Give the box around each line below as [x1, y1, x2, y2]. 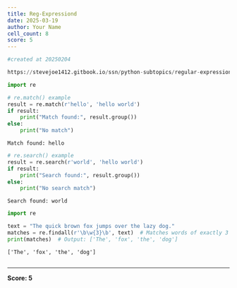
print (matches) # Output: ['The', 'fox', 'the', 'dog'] [7, 236, 178, 243]
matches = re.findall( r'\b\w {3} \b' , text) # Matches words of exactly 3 [7, 229, 229, 236]
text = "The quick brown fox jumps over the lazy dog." [7, 223, 175, 230]
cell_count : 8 [7, 30, 49, 37]
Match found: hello [7, 140, 65, 147]
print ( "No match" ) [20, 127, 74, 134]
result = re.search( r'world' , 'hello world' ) [7, 158, 143, 166]
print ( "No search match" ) [20, 185, 97, 192]
